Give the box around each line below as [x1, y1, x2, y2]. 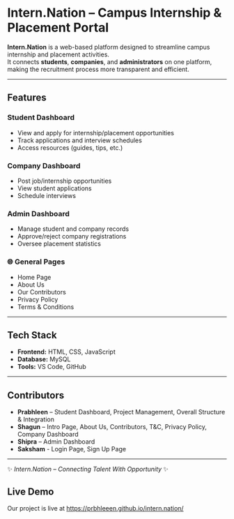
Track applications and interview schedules [17, 136, 143, 144]
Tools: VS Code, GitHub [17, 363, 87, 371]
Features [7, 92, 47, 104]
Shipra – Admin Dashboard [17, 437, 95, 446]
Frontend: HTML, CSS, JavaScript [17, 347, 116, 356]
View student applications [17, 183, 92, 193]
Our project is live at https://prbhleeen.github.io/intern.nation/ [7, 504, 184, 512]
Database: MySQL [17, 355, 71, 363]
